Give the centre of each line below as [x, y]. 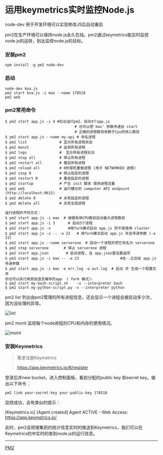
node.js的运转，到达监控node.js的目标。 [45, 41]
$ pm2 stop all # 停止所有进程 [45, 158]
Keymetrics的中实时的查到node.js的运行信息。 [51, 434]
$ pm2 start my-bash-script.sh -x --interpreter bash [64, 283]
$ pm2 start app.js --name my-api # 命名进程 [50, 137]
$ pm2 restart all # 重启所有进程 [45, 163]
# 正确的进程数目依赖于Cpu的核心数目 [107, 132]
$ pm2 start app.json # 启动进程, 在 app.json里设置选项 [68, 253]
